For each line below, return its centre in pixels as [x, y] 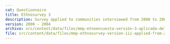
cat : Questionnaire [26, 10]
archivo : [14, 29]
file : [11, 33]
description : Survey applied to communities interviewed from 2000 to [81, 19]
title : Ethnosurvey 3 [28, 15]
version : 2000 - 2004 [28, 24]
